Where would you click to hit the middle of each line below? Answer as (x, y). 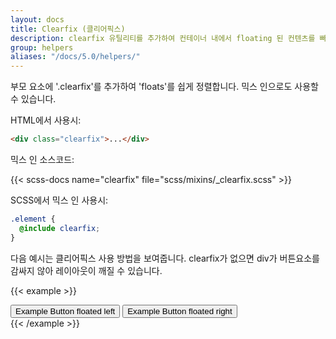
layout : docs (37, 19)
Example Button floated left (65, 311)
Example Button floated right (180, 311)
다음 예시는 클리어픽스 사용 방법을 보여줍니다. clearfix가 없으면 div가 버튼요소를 (165, 258)
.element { (33, 219)
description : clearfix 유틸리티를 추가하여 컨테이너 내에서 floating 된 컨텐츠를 (163, 38)
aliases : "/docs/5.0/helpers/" (75, 57)
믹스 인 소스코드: (42, 159)
